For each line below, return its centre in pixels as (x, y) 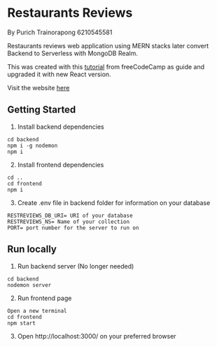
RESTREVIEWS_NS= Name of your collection (69, 222)
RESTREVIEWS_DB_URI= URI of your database (70, 215)
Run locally (32, 249)
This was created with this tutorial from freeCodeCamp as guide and (106, 66)
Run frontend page (44, 298)
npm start (22, 323)
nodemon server (29, 285)
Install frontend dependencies (61, 164)
